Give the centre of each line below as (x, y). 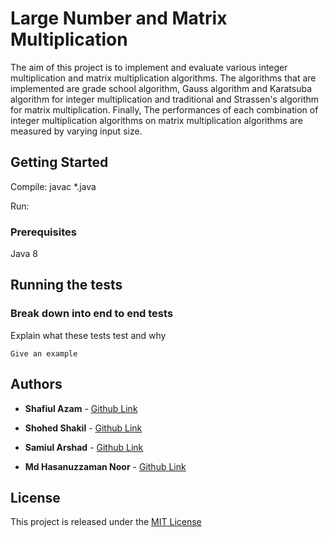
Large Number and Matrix (119, 18)
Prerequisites (43, 232)
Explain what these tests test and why (88, 335)
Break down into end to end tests (92, 314)
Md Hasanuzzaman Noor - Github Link (105, 466)
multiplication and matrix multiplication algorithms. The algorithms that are (163, 78)
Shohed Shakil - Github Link (83, 428)
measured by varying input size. (76, 131)
